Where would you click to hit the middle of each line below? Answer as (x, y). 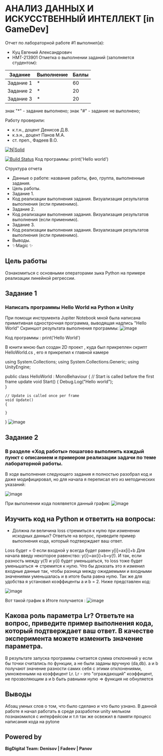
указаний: (15, 484)
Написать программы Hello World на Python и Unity (69, 307)
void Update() (19, 400)
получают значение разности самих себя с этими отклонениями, (73, 668)
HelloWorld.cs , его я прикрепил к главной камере (57, 353)
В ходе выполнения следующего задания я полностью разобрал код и (79, 474)
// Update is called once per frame (42, 396)
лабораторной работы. (34, 463)
